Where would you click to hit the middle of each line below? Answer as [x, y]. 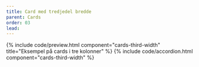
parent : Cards [24, 17]
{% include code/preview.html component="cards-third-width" [83, 45]
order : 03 [18, 23]
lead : [13, 28]
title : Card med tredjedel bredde [49, 12]
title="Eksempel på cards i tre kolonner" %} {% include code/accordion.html [99, 52]
